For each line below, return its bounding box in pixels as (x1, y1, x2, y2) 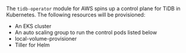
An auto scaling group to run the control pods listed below (14, 29, 157, 36)
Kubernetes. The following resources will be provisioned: (6, 11, 146, 18)
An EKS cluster (14, 23, 52, 29)
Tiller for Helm (14, 41, 50, 48)
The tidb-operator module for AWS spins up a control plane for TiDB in (6, 5, 181, 12)
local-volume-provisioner (14, 35, 77, 42)
